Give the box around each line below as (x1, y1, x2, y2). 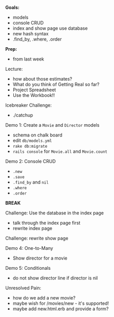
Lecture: (5, 66, 23, 72)
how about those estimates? (12, 76, 73, 82)
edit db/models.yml (12, 137, 52, 143)
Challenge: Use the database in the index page (5, 210, 104, 216)
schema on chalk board (12, 132, 63, 138)
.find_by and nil (12, 179, 49, 185)
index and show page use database (12, 25, 88, 31)
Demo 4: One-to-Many (5, 245, 54, 251)
